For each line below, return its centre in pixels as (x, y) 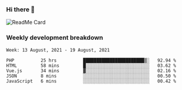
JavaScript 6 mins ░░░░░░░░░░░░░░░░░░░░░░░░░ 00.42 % (91, 81)
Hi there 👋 (21, 9)
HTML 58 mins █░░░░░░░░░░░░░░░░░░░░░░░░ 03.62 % (91, 65)
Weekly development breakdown (55, 38)
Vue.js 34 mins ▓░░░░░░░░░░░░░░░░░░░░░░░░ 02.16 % (91, 70)
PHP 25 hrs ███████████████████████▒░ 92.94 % (91, 60)
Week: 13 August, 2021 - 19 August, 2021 (58, 50)
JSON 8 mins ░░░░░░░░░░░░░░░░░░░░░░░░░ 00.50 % (91, 76)
